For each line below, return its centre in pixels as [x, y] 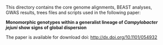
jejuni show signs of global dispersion [46, 27]
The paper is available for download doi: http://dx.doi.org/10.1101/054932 [82, 37]
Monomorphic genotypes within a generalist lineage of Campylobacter [82, 22]
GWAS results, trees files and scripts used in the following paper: [73, 12]
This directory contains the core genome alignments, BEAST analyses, [79, 7]
